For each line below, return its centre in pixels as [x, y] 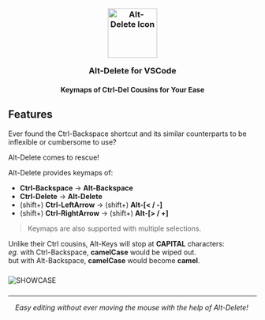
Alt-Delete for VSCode [132, 71]
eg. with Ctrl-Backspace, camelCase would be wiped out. [103, 252]
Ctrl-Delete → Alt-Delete [61, 196]
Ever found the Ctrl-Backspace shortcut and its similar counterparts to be [127, 134]
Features [30, 115]
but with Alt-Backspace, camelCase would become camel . [104, 260]
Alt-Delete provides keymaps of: [61, 172]
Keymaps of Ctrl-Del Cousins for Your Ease [132, 89]
